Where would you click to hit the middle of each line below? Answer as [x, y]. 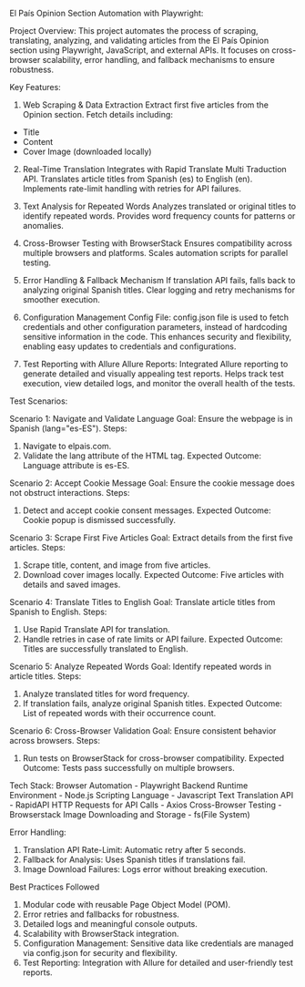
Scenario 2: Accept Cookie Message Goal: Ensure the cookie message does [152, 483]
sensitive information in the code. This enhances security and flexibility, [157, 337]
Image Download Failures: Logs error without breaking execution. [145, 869]
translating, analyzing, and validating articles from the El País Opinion [139, 41]
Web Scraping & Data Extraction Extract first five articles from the [146, 105]
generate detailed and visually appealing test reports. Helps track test [153, 374]
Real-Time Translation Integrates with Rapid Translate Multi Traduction [154, 169]
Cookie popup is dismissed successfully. [99, 520]
